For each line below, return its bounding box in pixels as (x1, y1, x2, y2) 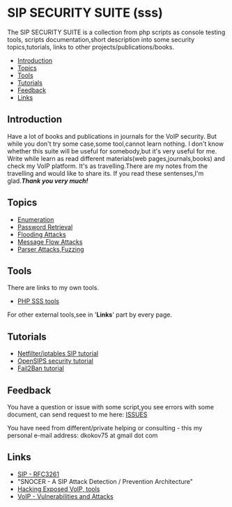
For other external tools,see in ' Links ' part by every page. (7, 310, 173, 319)
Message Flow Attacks (17, 237, 83, 245)
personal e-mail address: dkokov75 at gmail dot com (7, 431, 158, 439)
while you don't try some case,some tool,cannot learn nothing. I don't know (7, 139, 224, 148)
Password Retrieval (17, 222, 73, 231)
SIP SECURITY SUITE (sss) (7, 5, 163, 21)
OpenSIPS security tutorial (17, 357, 94, 365)
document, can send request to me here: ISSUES (7, 410, 148, 418)
